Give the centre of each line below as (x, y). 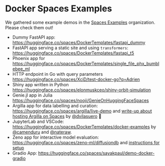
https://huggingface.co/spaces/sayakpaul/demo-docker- (96, 153)
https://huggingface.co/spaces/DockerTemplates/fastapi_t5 (73, 53)
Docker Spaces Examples (59, 9)
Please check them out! (29, 27)
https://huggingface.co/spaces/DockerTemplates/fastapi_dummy (79, 42)
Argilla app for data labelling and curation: (55, 106)
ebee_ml (21, 69)
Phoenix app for (29, 58)
